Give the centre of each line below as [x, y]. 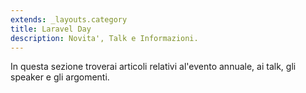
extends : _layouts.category [69, 19]
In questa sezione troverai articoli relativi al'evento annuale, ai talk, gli [153, 67]
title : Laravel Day [51, 29]
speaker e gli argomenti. [60, 77]
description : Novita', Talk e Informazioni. [104, 38]
